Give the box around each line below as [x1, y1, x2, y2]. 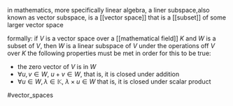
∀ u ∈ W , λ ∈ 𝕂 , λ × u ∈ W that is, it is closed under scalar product [17, 77, 211, 86]
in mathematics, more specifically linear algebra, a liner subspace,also [7, 6, 210, 14]
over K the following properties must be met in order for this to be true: [7, 49, 211, 57]
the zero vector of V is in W [17, 63, 97, 70]
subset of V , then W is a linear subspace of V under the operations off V [7, 42, 216, 50]
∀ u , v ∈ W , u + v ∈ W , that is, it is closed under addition [17, 70, 180, 78]
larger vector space [7, 21, 64, 29]
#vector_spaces [7, 91, 54, 99]
